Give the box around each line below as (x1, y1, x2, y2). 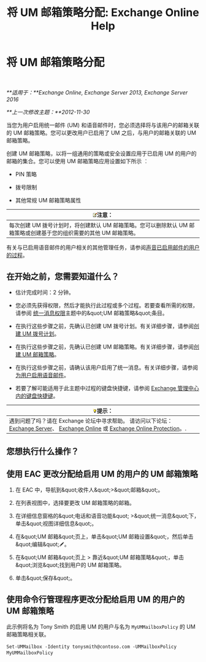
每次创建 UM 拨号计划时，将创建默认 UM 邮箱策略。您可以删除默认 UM (9, 221, 188, 229)
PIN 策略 (15, 170, 37, 178)
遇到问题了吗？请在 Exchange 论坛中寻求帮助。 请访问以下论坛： (9, 417, 173, 424)
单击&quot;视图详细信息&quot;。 (15, 520, 97, 528)
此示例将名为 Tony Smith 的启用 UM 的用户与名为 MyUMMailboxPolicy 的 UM (6, 623, 196, 631)
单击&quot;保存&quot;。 (15, 574, 75, 582)
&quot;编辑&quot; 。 (15, 541, 70, 548)
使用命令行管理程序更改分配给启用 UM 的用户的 (6, 594, 185, 604)
